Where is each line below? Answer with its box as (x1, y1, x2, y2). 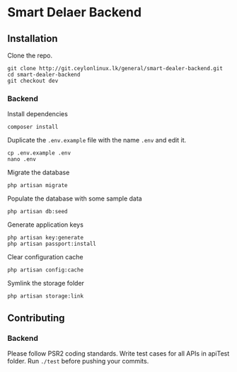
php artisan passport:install (7, 240, 97, 248)
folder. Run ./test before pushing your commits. (7, 356, 149, 365)
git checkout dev (7, 77, 59, 84)
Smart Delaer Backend (7, 4, 142, 21)
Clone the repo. (7, 51, 53, 60)
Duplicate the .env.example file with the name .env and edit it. (7, 136, 187, 145)
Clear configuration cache (7, 253, 83, 261)
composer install (7, 123, 59, 131)
